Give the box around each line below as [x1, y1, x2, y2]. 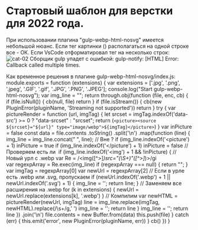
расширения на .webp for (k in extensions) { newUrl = [6, 186, 139, 193]
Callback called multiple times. [6, 61, 81, 69]
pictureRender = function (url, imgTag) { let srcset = [6, 111, 132, 118]
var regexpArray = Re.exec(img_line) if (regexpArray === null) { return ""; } [6, 161, 188, 168]
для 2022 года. [6, 17, 84, 30]
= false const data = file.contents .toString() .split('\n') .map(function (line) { [6, 129, 190, 137]
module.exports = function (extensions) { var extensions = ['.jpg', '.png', [6, 79, 180, 86]
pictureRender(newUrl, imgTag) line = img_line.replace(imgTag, [6, 198, 160, 205]
